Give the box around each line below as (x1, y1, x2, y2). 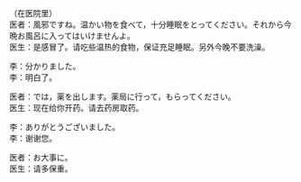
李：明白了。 (9, 72, 57, 83)
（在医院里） (9, 8, 57, 18)
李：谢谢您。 (9, 133, 57, 143)
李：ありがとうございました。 (9, 122, 120, 132)
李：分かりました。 (9, 61, 81, 71)
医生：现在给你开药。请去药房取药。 (9, 103, 144, 113)
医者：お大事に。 (9, 152, 73, 162)
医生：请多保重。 (9, 163, 73, 174)
